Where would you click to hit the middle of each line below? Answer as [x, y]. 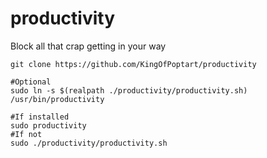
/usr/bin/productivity [57, 99]
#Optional [31, 82]
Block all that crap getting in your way [88, 46]
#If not [26, 134]
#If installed [40, 117]
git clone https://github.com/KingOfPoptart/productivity [133, 64]
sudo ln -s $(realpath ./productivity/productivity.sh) [129, 90]
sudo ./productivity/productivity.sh [89, 143]
